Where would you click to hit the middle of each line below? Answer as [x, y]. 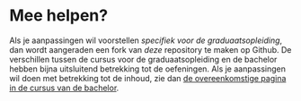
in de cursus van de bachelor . [64, 88]
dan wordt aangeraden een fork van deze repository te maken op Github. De [150, 49]
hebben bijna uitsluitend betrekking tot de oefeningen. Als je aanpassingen [147, 69]
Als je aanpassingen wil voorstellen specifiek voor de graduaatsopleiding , [146, 40]
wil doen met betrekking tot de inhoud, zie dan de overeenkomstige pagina [148, 78]
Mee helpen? [59, 16]
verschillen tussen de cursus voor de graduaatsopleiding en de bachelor [143, 59]
